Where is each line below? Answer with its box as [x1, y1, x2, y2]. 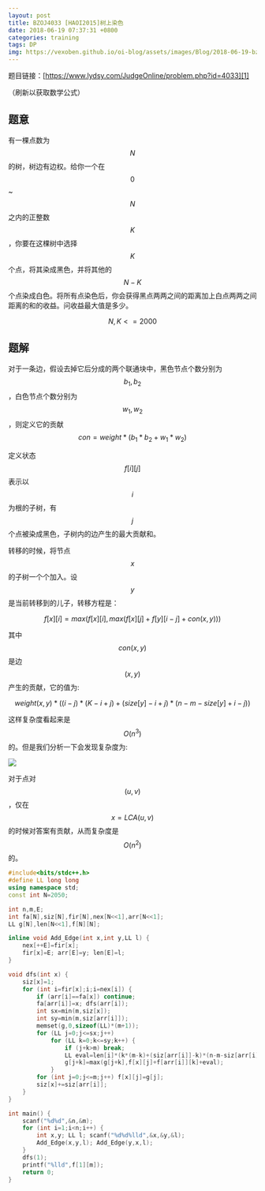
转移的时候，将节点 [8, 546, 71, 556]
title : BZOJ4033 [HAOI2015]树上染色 [8, 19, 124, 27]
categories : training [8, 33, 80, 42]
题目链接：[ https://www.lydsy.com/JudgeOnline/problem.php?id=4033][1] [8, 71, 250, 80]
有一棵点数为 [8, 135, 50, 144]
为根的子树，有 [8, 503, 57, 513]
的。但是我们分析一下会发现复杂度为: [8, 742, 129, 751]
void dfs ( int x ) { [8, 970, 69, 979]
